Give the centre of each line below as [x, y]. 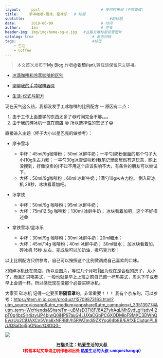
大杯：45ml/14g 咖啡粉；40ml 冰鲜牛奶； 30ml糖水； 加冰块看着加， [88, 244]
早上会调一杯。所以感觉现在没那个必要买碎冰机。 [54, 283]
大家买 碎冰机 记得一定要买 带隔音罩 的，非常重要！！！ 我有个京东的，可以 [79, 293]
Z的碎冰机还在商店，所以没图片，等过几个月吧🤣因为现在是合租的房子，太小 [80, 270]
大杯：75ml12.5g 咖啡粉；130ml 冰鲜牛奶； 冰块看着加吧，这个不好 [86, 211]
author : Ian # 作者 [59, 28]
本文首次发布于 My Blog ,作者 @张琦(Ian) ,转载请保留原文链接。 [78, 65]
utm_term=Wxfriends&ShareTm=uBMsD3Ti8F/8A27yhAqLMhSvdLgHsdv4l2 [81, 310]
